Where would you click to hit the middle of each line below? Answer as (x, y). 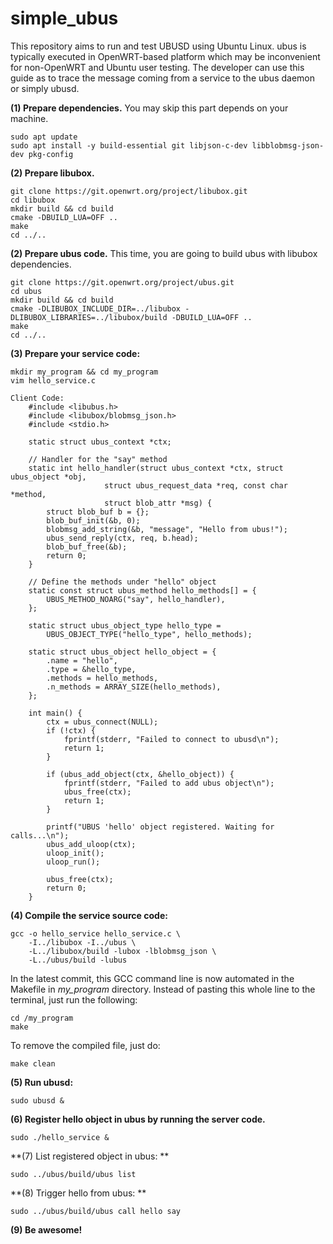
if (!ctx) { (71, 730)
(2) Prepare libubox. (52, 173)
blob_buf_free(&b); (87, 547)
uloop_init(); (75, 853)
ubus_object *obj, (48, 477)
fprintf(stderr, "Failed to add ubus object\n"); (169, 783)
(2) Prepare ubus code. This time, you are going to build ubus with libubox (164, 253)
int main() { (55, 713)
